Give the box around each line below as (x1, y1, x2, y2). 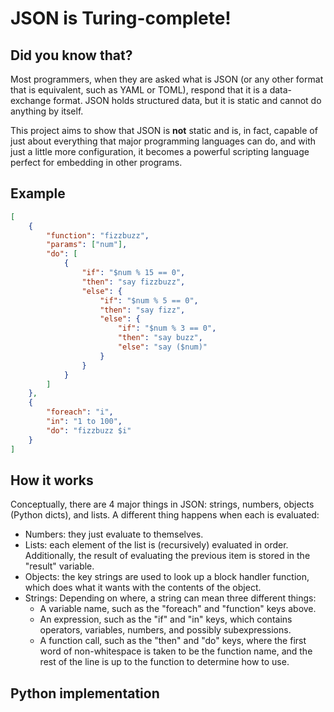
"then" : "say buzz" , (117, 333, 203, 343)
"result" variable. (24, 560, 95, 572)
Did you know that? (10, 47, 133, 64)
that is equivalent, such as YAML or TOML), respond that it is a (10, 84, 268, 96)
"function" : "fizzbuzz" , (46, 230, 150, 241)
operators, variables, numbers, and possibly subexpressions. (39, 624, 292, 636)
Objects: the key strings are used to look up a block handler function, (24, 571, 310, 583)
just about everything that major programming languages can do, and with (10, 135, 317, 147)
